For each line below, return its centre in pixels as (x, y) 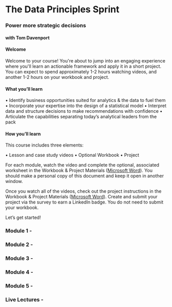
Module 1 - (19, 231)
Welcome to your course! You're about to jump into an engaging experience (85, 60)
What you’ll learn (24, 89)
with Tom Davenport (27, 37)
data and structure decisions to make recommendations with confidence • (84, 111)
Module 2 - (19, 244)
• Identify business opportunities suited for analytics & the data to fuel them (85, 100)
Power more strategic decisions (46, 26)
